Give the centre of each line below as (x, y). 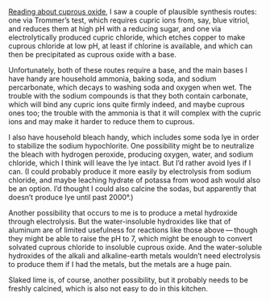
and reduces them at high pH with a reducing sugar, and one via (115, 29)
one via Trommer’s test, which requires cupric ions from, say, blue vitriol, (129, 20)
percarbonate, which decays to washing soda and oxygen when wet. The (130, 87)
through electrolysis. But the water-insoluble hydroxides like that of (120, 222)
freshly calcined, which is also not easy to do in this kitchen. (108, 288)
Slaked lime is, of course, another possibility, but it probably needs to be (128, 280)
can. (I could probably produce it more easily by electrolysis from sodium (130, 171)
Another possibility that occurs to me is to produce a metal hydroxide (123, 213)
